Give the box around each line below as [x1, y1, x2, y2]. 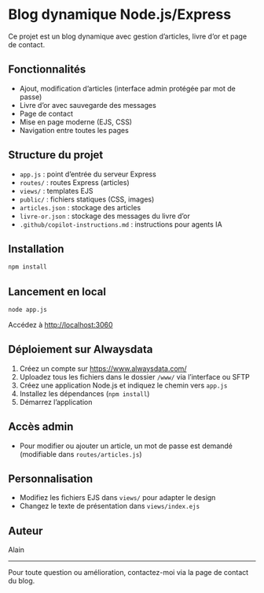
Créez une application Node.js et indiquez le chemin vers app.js [19, 380, 228, 390]
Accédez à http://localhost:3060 [8, 320, 113, 329]
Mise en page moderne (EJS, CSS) [19, 117, 132, 127]
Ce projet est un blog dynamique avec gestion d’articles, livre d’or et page [8, 32, 247, 41]
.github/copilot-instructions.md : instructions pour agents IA [19, 219, 222, 229]
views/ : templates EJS [19, 186, 93, 195]
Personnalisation [8, 472, 93, 485]
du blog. [8, 576, 35, 586]
